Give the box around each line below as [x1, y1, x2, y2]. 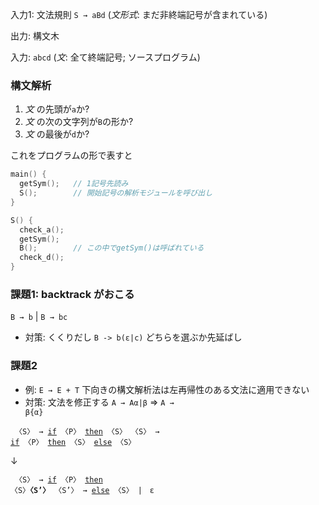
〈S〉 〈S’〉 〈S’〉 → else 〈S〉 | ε [10, 485, 155, 495]
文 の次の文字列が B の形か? [24, 116, 134, 128]
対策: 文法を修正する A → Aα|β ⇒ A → [24, 396, 175, 408]
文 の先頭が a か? [24, 103, 90, 115]
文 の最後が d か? [24, 128, 90, 140]
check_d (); [19, 253, 65, 263]
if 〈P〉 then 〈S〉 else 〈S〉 [10, 437, 137, 447]
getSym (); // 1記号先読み [19, 179, 129, 189]
